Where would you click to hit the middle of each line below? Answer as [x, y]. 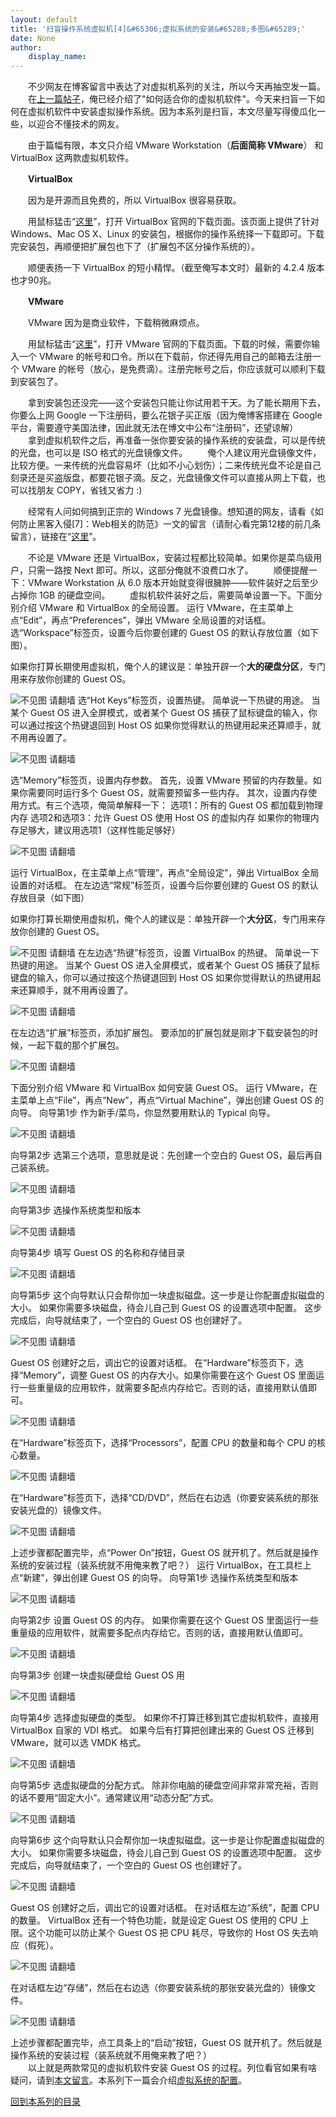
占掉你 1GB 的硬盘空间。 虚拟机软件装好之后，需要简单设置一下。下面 [162, 595]
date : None [33, 38]
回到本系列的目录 [45, 2102]
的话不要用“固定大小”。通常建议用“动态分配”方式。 [114, 1798]
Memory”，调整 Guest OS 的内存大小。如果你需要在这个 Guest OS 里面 [169, 1375]
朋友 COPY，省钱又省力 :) [89, 490]
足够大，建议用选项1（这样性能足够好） [99, 830]
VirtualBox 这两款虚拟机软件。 [72, 158]
